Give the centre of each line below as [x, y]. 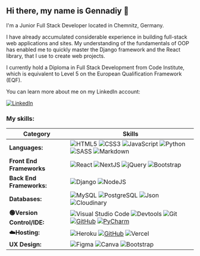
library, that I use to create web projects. [56, 56]
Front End [23, 161]
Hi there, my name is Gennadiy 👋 [68, 11]
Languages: [26, 148]
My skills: [20, 118]
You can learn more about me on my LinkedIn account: [73, 91]
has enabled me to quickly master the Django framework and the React [93, 49]
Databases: [26, 199]
